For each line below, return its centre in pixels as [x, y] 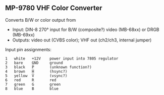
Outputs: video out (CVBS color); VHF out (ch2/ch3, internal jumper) [82, 40]
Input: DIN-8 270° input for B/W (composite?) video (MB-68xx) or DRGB [86, 30]
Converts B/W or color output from [41, 20]
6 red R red [31, 80]
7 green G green [33, 84]
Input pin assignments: [28, 49]
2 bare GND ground [34, 63]
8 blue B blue [32, 89]
